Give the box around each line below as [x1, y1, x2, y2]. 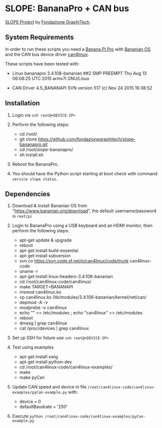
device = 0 [19, 399, 41, 405]
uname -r [19, 268, 39, 274]
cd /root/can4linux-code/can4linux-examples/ [19, 364, 113, 370]
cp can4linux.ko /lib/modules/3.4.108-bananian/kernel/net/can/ [19, 294, 147, 300]
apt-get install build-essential [19, 247, 79, 254]
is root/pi [12, 213, 33, 219]
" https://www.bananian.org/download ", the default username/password [12, 208, 157, 214]
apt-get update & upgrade [19, 237, 72, 243]
